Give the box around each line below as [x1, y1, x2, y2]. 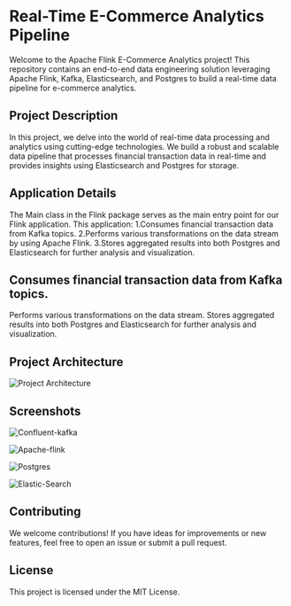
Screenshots [9, 403, 81, 418]
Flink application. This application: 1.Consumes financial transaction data [9, 219, 274, 229]
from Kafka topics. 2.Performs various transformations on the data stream [9, 228, 279, 238]
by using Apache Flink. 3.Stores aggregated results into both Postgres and [9, 237, 280, 248]
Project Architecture [9, 354, 124, 369]
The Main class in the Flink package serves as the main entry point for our [9, 209, 280, 220]
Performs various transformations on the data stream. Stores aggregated [9, 310, 275, 321]
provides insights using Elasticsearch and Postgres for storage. [9, 159, 240, 170]
